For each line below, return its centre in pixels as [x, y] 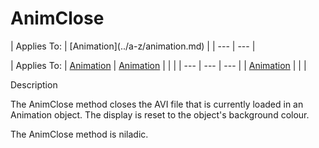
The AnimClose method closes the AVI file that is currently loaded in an [157, 104]
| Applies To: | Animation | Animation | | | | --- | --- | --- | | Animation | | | [158, 65]
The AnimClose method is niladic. [79, 134]
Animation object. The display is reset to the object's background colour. [160, 114]
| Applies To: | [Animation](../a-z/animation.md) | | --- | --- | [133, 46]
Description [34, 84]
